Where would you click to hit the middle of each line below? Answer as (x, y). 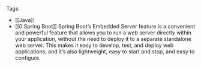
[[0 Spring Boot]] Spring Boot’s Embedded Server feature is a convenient (105, 26)
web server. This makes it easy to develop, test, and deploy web (94, 45)
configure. (28, 58)
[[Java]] (25, 20)
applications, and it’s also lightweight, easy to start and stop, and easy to (105, 52)
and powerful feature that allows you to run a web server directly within (103, 33)
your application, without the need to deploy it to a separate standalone (103, 39)
